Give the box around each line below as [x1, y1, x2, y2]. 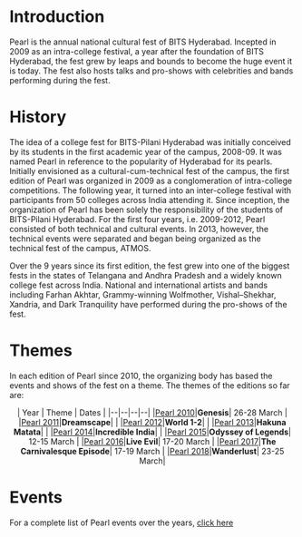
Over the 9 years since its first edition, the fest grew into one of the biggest [9, 260, 290, 271]
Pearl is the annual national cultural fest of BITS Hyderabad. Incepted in [9, 36, 277, 47]
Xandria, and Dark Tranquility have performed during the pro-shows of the [9, 298, 287, 309]
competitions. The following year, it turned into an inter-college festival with [9, 184, 292, 196]
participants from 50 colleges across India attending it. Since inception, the [9, 194, 290, 205]
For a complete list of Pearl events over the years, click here [9, 517, 234, 528]
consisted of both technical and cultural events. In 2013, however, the [9, 223, 269, 234]
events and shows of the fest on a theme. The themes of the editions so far [9, 379, 290, 391]
